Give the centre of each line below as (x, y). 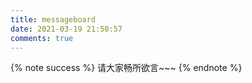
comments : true (42, 38)
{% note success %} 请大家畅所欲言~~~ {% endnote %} (126, 68)
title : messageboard (53, 19)
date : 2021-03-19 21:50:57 (66, 29)
